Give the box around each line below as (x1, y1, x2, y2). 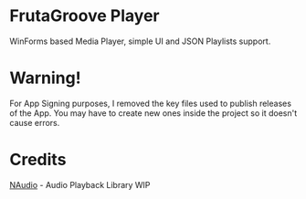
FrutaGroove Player (9, 5, 160, 26)
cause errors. (9, 117, 60, 128)
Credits (9, 150, 67, 170)
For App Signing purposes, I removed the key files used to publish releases (9, 98, 292, 109)
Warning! (9, 68, 81, 89)
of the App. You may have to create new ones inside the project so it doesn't (9, 107, 298, 119)
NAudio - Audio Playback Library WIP (9, 179, 151, 190)
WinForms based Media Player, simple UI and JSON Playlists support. (9, 36, 271, 47)
